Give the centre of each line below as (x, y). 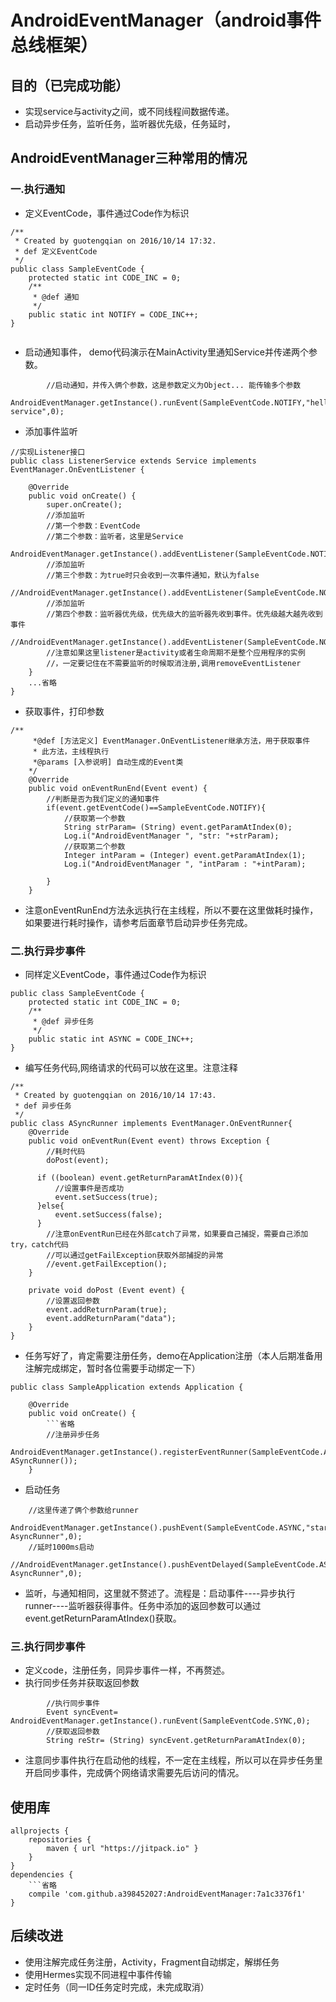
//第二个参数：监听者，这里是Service (115, 536)
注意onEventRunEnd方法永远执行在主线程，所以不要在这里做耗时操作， (171, 910)
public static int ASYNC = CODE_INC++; (111, 1039)
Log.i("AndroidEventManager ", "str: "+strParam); (171, 836)
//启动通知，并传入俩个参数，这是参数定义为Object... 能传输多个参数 (174, 385)
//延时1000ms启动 (61, 1547)
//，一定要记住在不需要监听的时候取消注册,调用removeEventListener (174, 663)
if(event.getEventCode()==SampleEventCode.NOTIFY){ (156, 807)
